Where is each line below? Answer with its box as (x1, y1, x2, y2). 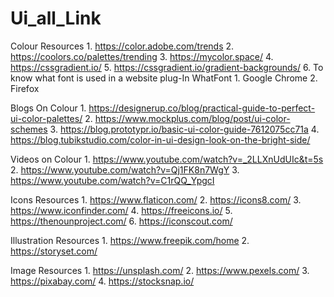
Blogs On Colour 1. (10, 102, 87, 114)
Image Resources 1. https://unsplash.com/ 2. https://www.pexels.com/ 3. (10, 264, 310, 276)
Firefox (10, 82, 40, 94)
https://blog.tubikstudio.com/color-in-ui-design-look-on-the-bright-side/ (10, 133, 311, 146)
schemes (10, 123, 48, 135)
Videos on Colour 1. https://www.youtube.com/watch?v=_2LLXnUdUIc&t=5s (10, 153, 324, 165)
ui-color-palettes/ (10, 112, 83, 124)
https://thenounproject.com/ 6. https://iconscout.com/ (10, 215, 233, 227)
